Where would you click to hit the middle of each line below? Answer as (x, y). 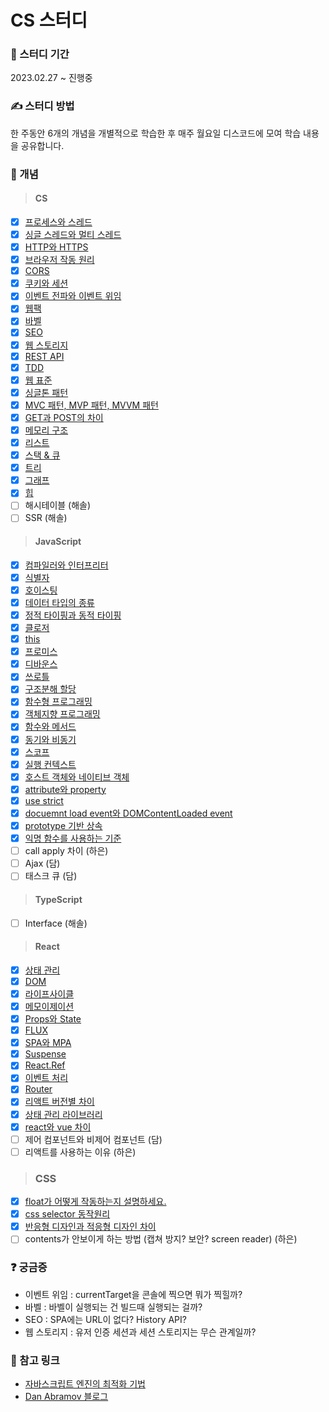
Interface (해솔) (56, 923)
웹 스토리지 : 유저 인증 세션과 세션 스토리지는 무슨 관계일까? (140, 1332)
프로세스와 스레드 (58, 222)
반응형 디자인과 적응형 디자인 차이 (90, 1227)
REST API (44, 356)
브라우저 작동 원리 (59, 260)
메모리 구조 (46, 430)
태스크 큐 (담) (51, 876)
